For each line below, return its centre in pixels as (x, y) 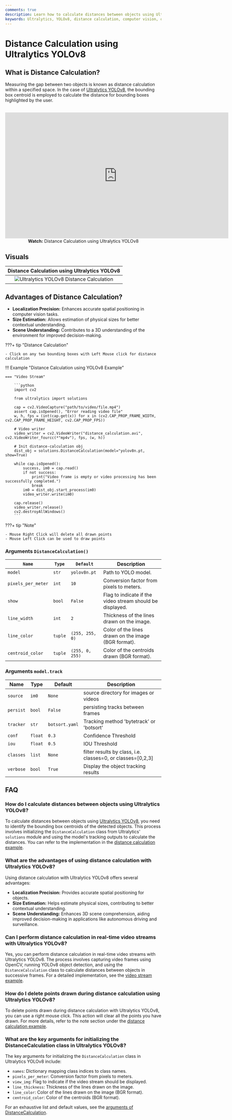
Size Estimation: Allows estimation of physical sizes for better (76, 319)
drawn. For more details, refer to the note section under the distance (75, 1021)
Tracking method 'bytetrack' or (119, 721)
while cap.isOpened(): (37, 464)
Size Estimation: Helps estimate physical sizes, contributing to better (83, 903)
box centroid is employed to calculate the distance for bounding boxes (77, 95)
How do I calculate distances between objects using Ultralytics (83, 804)
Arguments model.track (34, 671)
